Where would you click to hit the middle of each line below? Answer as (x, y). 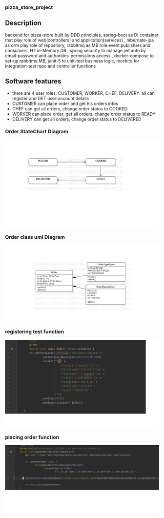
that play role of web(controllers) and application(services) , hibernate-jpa (80, 40)
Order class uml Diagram (35, 237)
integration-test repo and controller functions (51, 66)
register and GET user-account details (51, 98)
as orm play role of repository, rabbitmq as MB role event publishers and (78, 45)
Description (23, 23)
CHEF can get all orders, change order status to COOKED (70, 108)
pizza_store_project (29, 7)
